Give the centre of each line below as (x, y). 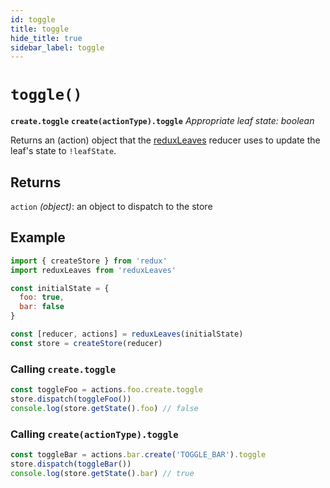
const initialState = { (60, 288)
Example (38, 237)
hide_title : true (46, 38)
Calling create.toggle (63, 369)
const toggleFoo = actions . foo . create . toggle (106, 390)
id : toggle (33, 19)
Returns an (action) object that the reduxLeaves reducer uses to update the (165, 140)
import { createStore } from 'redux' (89, 261)
